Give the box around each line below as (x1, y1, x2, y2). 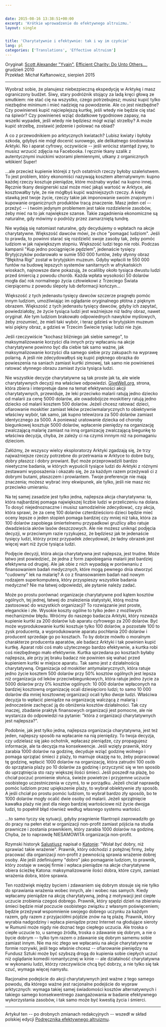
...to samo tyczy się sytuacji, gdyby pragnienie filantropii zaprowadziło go (5, 815, 155, 821)
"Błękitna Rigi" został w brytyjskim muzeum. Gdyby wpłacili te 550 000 (5, 257, 150, 263)
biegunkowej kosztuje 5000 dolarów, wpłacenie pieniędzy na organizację (5, 422, 154, 428)
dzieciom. (5, 438, 25, 444)
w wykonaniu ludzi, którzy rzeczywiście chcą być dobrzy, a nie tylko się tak (5, 961, 159, 967)
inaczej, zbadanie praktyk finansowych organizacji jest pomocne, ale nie (5, 707, 153, 713)
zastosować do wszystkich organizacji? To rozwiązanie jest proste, (5, 602, 142, 608)
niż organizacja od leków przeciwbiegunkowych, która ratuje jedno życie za (5, 675, 159, 681)
